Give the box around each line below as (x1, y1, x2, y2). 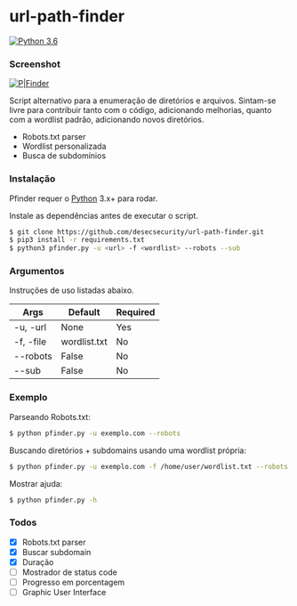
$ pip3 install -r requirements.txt (9, 236, 145, 245)
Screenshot (9, 58, 60, 70)
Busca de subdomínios (21, 150, 107, 161)
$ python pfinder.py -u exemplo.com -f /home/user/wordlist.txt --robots (9, 462, 289, 471)
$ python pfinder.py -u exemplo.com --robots (9, 429, 181, 438)
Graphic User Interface (21, 586, 107, 597)
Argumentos (9, 265, 65, 278)
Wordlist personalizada (21, 141, 107, 152)
